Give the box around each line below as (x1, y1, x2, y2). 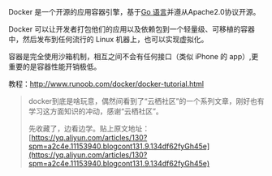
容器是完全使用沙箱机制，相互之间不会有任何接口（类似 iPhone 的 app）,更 (8, 52, 259, 61)
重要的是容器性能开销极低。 (8, 62, 101, 71)
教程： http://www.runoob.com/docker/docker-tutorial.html (8, 79, 205, 88)
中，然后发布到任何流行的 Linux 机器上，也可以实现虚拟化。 (8, 35, 209, 44)
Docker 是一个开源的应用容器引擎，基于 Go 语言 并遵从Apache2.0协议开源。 (8, 7, 261, 16)
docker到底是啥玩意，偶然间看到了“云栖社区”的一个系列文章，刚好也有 (28, 97, 265, 105)
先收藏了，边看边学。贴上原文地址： (28, 124, 150, 133)
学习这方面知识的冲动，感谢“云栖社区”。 (28, 106, 164, 116)
